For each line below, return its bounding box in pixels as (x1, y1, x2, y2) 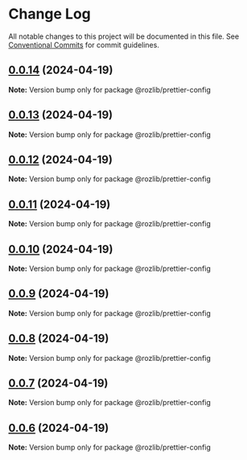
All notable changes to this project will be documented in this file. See (8, 31, 240, 41)
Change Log (8, 5, 91, 23)
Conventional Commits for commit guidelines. (8, 39, 159, 49)
